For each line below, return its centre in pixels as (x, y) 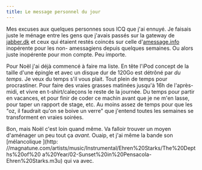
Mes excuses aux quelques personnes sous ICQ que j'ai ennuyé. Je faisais (99, 29)
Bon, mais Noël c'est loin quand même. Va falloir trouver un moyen (89, 129)
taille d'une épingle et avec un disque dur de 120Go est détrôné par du (93, 72)
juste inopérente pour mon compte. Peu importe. (66, 54)
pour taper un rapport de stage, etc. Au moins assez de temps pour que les (99, 104)
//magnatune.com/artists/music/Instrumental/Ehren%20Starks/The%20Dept (101, 148)
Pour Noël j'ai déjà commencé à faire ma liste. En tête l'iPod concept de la (98, 66)
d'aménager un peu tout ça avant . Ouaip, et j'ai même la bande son (90, 135)
